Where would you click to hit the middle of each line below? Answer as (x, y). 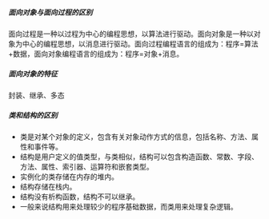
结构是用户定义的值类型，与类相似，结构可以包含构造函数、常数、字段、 (139, 157)
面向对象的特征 (33, 74)
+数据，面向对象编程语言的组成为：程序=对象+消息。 (96, 54)
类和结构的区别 (33, 115)
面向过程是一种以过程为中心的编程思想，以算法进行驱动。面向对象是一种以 (131, 34)
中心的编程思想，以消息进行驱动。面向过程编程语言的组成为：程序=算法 (140, 43)
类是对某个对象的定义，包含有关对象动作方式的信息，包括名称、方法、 (136, 137)
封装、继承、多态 (36, 95)
